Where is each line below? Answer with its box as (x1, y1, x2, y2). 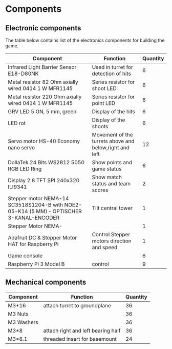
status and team (92, 180, 131, 187)
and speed (92, 244, 118, 251)
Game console (8, 252, 42, 259)
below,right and (92, 144, 130, 151)
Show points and (92, 159, 132, 166)
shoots (92, 123, 109, 130)
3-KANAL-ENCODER (8, 214, 60, 221)
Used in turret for (92, 64, 133, 71)
